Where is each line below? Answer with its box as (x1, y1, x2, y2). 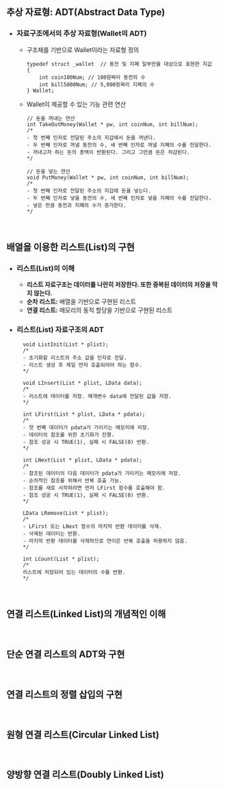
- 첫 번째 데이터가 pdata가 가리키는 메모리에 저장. (23, 424, 150, 431)
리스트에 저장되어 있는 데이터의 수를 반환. (23, 569, 126, 575)
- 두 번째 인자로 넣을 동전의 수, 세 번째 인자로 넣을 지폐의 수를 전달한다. (26, 195, 212, 201)
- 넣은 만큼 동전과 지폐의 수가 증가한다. (26, 201, 127, 209)
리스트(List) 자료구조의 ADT (16, 325, 104, 334)
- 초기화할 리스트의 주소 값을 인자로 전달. (23, 354, 127, 361)
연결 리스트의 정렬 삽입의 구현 (6, 688, 123, 700)
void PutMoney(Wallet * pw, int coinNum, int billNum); (26, 174, 189, 181)
